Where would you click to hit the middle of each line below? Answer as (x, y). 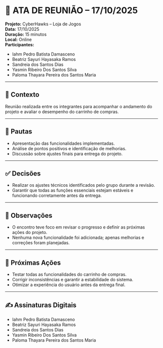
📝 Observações (29, 215)
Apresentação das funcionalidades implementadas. (63, 143)
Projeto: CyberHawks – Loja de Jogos (43, 24)
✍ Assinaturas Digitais (41, 305)
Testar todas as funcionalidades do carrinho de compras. (69, 274)
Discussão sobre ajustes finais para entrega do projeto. (67, 154)
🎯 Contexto (22, 95)
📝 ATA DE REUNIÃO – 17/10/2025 (72, 10)
